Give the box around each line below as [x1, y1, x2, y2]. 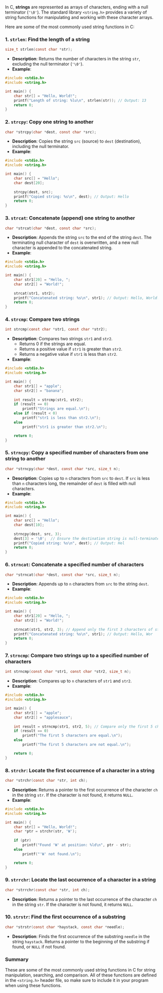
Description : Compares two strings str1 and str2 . [12, 336, 113, 342]
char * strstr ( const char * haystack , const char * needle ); [5, 924, 125, 929]
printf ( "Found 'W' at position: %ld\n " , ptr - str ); [22, 843, 131, 847]
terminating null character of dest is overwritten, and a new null [12, 239, 139, 245]
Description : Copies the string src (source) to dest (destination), [12, 138, 142, 144]
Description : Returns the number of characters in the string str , [12, 56, 141, 62]
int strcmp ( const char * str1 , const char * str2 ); [5, 327, 108, 332]
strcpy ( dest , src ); [14, 189, 53, 194]
